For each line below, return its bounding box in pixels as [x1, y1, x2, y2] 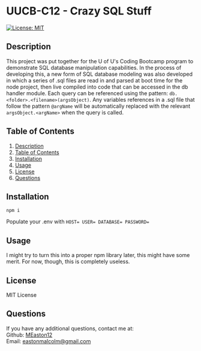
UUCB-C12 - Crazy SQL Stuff [6, 4, 152, 18]
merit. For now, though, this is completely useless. [6, 258, 130, 266]
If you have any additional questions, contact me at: [6, 325, 134, 332]
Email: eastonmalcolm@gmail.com [6, 337, 91, 344]
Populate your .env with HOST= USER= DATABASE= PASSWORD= [6, 218, 150, 225]
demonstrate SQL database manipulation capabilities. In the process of [6, 64, 182, 71]
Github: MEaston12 [6, 331, 53, 338]
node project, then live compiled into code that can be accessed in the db [6, 83, 188, 90]
